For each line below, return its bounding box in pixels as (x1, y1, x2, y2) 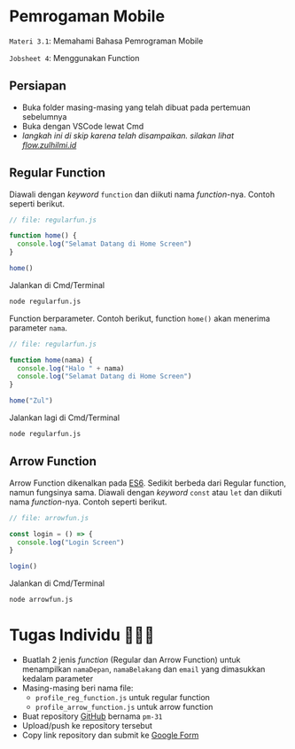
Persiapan (9, 78, 66, 94)
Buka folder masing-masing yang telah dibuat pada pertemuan (21, 102, 251, 113)
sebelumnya (21, 111, 67, 121)
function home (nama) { (9, 355, 93, 364)
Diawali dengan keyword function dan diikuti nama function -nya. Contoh (9, 189, 276, 199)
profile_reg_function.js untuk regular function (35, 691, 211, 702)
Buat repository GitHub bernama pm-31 (21, 711, 163, 722)
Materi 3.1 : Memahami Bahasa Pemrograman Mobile (9, 35, 204, 46)
